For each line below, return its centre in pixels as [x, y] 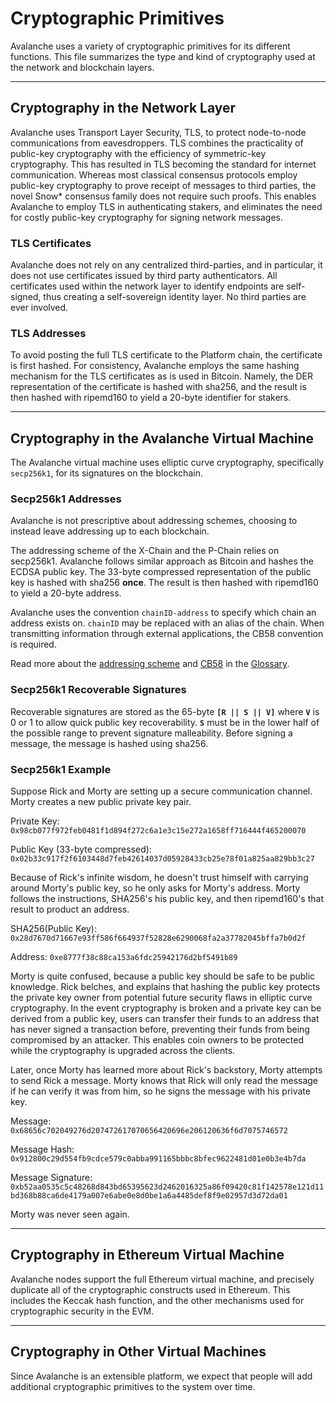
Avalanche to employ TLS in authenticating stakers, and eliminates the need [166, 206]
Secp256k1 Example [61, 769]
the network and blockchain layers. [82, 67]
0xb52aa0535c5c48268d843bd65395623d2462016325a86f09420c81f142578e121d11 [167, 1187]
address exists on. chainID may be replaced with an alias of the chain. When [167, 623]
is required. [33, 644]
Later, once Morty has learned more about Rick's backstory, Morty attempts [166, 1070]
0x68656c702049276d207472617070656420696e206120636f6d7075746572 [149, 1131]
